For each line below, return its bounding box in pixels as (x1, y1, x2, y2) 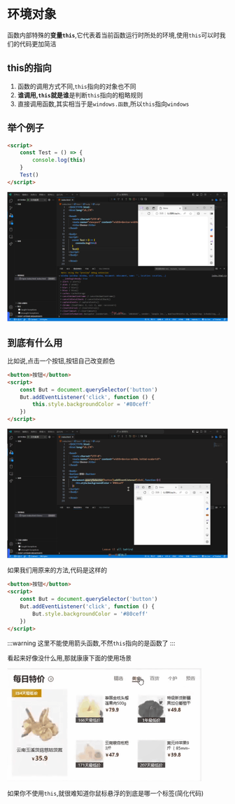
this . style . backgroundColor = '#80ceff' (32, 401, 152, 408)
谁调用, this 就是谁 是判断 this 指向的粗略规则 (17, 90, 143, 99)
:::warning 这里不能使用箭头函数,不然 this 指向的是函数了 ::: (7, 639, 176, 647)
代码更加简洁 (19, 39, 57, 48)
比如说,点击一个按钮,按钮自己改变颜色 (7, 356, 115, 365)
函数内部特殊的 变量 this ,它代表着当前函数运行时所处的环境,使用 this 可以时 (7, 31, 220, 39)
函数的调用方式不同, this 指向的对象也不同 (17, 82, 136, 90)
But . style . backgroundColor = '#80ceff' (32, 610, 149, 617)
